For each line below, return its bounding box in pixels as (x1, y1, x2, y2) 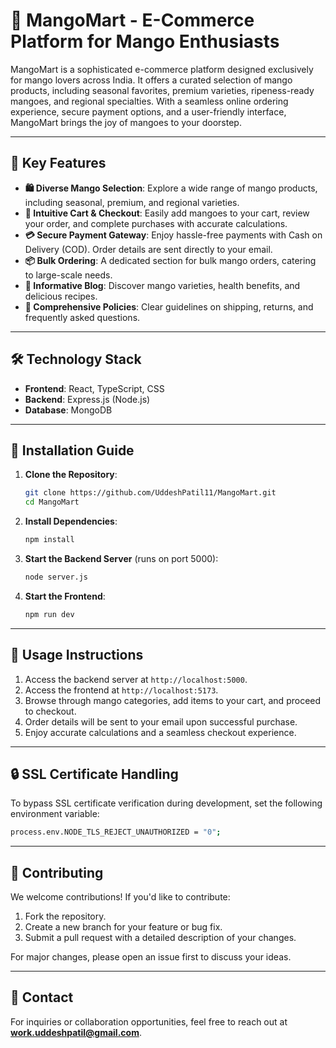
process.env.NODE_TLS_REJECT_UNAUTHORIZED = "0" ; (10, 827, 222, 838)
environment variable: (10, 808, 100, 820)
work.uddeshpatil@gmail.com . (10, 1026, 142, 1038)
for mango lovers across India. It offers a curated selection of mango (10, 74, 293, 86)
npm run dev (24, 609, 75, 619)
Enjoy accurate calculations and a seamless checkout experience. (24, 726, 297, 738)
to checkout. (24, 705, 77, 717)
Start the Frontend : (24, 590, 106, 602)
